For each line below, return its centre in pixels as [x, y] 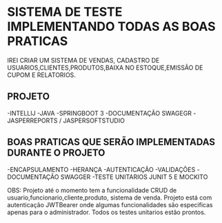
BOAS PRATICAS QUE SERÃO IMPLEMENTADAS [111, 142]
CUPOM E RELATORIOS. [41, 75]
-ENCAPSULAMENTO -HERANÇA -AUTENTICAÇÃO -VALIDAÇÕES [101, 169]
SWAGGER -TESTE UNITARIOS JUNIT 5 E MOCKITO [134, 177]
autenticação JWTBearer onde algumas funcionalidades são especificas [110, 204]
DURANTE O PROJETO [56, 153]
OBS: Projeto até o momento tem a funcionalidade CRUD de [92, 190]
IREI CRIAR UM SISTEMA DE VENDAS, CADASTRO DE [83, 60]
